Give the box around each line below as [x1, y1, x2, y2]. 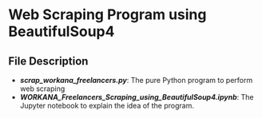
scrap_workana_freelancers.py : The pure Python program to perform [19, 76, 253, 85]
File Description [8, 54, 89, 68]
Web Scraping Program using [8, 6, 207, 24]
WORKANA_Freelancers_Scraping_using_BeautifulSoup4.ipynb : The [19, 92, 254, 101]
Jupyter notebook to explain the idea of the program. [19, 101, 194, 110]
